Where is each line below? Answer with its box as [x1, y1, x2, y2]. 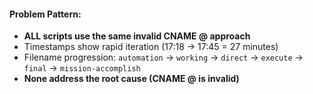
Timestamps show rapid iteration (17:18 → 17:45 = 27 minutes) [23, 41, 279, 53]
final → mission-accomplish [23, 62, 141, 74]
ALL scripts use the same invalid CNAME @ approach [23, 30, 251, 42]
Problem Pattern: [9, 8, 82, 20]
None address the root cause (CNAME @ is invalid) [23, 73, 240, 85]
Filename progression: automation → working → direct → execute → [23, 51, 304, 64]
